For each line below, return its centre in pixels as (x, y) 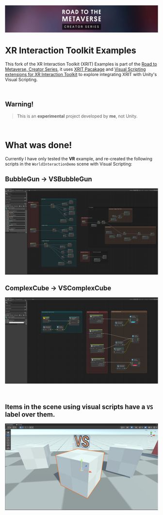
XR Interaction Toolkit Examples (71, 50)
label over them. (30, 414)
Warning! (19, 105)
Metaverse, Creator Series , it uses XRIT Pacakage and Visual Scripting (75, 69)
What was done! (39, 145)
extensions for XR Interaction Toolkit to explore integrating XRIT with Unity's (81, 75)
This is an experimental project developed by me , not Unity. (77, 116)
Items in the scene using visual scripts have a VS (79, 407)
